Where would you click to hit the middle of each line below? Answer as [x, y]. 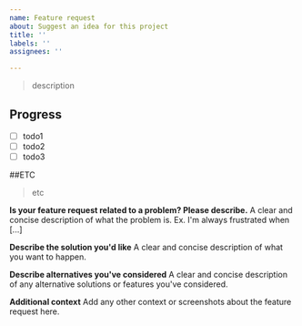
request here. [35, 311]
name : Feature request [52, 18]
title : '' [28, 35]
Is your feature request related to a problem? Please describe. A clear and [151, 210]
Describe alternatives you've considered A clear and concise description [149, 275]
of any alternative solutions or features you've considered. [119, 284]
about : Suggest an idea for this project [89, 26]
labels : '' [30, 43]
